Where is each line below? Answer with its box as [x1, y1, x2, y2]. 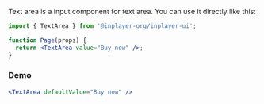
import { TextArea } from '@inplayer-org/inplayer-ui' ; [8, 22, 197, 30]
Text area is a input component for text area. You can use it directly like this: [8, 7, 256, 16]
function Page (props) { [8, 36, 87, 44]
